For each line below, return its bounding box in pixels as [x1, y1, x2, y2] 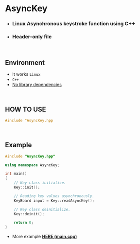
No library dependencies [12, 82, 62, 87]
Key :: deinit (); [14, 211, 45, 216]
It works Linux [12, 71, 41, 77]
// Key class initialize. [14, 180, 67, 185]
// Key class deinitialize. [14, 207, 70, 212]
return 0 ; [14, 220, 34, 225]
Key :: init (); [14, 185, 40, 190]
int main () [5, 171, 27, 176]
